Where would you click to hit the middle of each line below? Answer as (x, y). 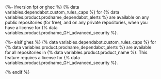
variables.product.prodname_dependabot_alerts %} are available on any (77, 17)
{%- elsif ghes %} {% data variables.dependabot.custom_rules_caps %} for (81, 42)
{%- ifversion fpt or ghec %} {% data (42, 7)
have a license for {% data (32, 28)
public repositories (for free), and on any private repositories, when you (76, 22)
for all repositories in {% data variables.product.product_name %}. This (76, 52)
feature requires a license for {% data (42, 57)
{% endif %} (17, 72)
